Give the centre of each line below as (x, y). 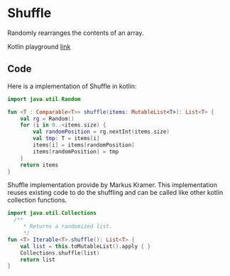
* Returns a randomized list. (68, 227)
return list (38, 260)
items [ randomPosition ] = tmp (76, 152)
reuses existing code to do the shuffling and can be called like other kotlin (115, 193)
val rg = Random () (47, 119)
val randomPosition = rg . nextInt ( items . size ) (102, 132)
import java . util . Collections (52, 213)
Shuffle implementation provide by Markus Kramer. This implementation (113, 185)
